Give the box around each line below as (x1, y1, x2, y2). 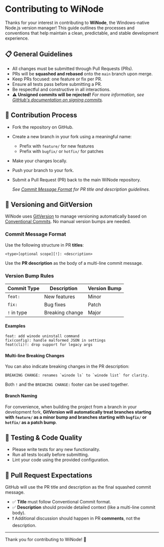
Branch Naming (5, 393, 38, 398)
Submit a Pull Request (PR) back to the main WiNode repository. (12, 176, 141, 182)
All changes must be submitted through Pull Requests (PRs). (12, 65, 133, 72)
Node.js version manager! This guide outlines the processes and (5, 25, 135, 30)
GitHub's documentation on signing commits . (12, 97, 103, 102)
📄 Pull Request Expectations (5, 471, 93, 479)
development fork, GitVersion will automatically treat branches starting (5, 409, 151, 415)
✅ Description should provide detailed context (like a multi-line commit (12, 504, 156, 510)
